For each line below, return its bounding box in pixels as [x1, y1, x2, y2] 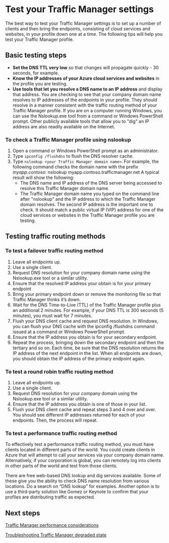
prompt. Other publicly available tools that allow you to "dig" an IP [12, 118, 150, 124]
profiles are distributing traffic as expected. [5, 494, 95, 500]
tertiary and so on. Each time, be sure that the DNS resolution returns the [12, 345, 164, 351]
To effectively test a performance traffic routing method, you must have [5, 441, 154, 447]
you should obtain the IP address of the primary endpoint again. [12, 355, 145, 361]
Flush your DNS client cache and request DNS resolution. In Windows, [12, 318, 159, 324]
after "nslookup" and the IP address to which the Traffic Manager [20, 196, 156, 202]
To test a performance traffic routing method [5, 430, 118, 437]
